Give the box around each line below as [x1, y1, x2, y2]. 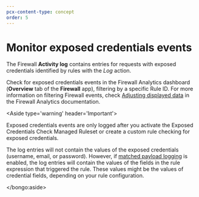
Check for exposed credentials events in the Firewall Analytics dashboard [6, 79, 191, 86]
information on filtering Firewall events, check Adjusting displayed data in [6, 92, 190, 99]
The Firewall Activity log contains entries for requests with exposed [6, 61, 177, 68]
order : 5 [6, 15, 29, 21]
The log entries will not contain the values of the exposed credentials [6, 146, 179, 153]
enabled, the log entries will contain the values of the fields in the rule [6, 159, 180, 167]
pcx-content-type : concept [6, 8, 75, 15]
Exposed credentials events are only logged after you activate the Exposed [6, 122, 194, 129]
